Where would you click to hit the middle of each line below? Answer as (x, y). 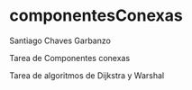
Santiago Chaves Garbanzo (60, 40)
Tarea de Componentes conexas (70, 58)
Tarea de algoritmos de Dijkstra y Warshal (87, 75)
